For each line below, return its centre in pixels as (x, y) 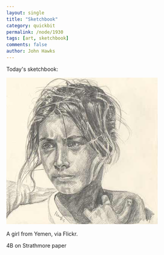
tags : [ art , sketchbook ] (38, 38)
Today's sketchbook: (32, 69)
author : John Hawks (31, 51)
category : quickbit (31, 25)
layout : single (25, 13)
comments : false (27, 45)
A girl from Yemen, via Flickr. (42, 234)
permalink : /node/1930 (35, 32)
